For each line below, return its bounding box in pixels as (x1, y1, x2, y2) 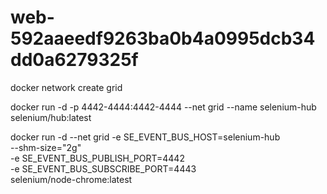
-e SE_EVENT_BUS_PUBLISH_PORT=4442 (10, 152, 185, 164)
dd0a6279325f (10, 49, 139, 71)
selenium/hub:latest (10, 111, 92, 123)
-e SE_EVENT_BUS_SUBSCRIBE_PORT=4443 (10, 162, 197, 175)
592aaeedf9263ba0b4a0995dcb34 (10, 27, 316, 50)
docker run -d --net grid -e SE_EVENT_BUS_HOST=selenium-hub (10, 131, 281, 143)
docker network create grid (10, 81, 123, 93)
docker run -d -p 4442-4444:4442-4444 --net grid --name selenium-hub (10, 101, 317, 113)
